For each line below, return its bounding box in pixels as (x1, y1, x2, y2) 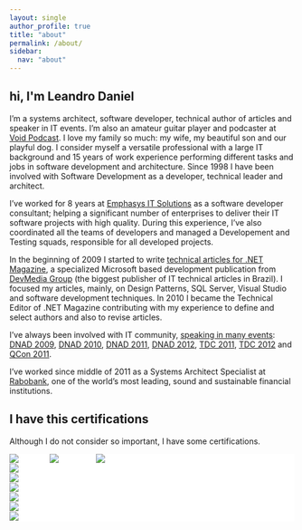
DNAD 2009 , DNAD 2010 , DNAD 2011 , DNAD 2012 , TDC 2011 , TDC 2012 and (9, 339, 292, 350)
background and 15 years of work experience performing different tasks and (9, 151, 294, 162)
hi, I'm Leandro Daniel (9, 89, 135, 104)
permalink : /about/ (9, 38, 83, 48)
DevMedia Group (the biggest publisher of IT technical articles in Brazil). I (9, 273, 283, 284)
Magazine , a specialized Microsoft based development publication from (9, 264, 277, 275)
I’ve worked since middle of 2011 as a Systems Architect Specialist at (9, 366, 267, 377)
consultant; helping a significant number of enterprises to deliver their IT (9, 207, 279, 218)
